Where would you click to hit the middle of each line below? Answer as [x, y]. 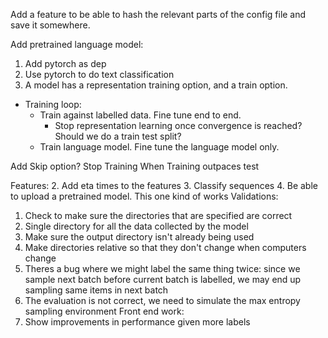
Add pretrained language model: [77, 44]
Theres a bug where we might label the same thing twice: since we [162, 268]
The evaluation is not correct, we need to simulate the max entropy [162, 300]
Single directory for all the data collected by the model [136, 226]
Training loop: [53, 104]
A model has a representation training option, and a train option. [156, 85]
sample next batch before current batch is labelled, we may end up [163, 279]
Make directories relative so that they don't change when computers [165, 247]
